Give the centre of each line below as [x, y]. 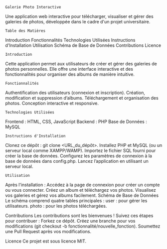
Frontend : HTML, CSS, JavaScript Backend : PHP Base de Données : [76, 122]
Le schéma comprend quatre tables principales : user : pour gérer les [76, 201]
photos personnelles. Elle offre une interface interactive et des [69, 69]
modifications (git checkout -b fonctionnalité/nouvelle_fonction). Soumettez [83, 226]
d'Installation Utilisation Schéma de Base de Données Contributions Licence [83, 45]
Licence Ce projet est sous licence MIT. [46, 241]
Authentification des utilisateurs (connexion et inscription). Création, [75, 93]
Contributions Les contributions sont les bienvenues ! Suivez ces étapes [79, 216]
